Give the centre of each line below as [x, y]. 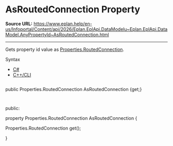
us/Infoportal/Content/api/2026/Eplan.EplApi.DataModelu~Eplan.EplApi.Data [86, 29]
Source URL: [19, 24]
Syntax [13, 59]
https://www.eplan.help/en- [63, 24]
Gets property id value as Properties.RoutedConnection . [65, 49]
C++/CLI [22, 75]
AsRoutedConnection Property [73, 10]
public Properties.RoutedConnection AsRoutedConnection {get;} [74, 89]
